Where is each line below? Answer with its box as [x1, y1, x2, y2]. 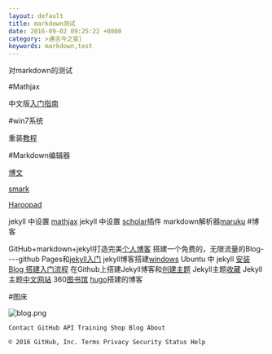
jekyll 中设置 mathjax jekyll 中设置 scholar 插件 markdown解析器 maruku [8, 216, 246, 226]
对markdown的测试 [8, 66, 73, 76]
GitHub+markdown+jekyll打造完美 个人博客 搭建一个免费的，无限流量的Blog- [8, 244, 265, 254]
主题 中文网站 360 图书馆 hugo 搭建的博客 [8, 274, 143, 285]
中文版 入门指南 [8, 98, 59, 108]
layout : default [8, 11, 64, 20]
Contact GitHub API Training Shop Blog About [8, 324, 165, 332]
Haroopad [8, 200, 42, 210]
